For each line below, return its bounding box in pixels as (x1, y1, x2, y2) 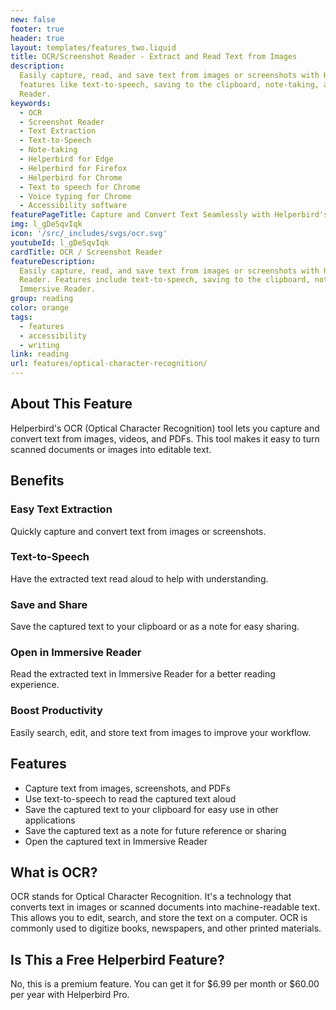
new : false (10, 14, 56, 25)
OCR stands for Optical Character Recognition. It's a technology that (10, 891, 292, 903)
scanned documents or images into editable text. (10, 443, 212, 455)
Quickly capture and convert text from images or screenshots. (10, 525, 267, 537)
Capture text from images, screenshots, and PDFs (24, 782, 231, 794)
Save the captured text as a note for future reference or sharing (24, 824, 287, 836)
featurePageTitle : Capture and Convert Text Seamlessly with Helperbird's (10, 210, 329, 220)
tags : (10, 312, 33, 322)
